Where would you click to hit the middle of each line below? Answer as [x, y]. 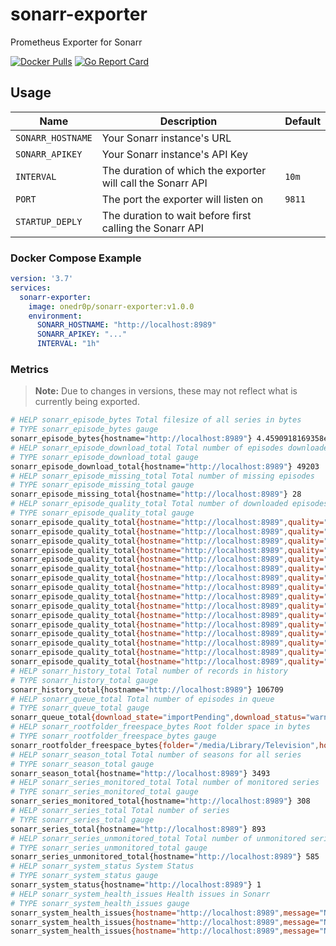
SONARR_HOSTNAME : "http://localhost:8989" [126, 325]
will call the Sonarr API [154, 183]
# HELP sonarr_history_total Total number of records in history [149, 671]
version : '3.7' [42, 279]
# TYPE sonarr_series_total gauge [82, 819]
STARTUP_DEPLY [49, 221]
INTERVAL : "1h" [68, 344]
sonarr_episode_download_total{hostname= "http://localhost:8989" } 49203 [165, 466]
